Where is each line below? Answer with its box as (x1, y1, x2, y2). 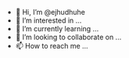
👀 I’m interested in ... (15, 16, 82, 25)
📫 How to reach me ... (15, 42, 88, 50)
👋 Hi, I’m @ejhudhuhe (15, 8, 86, 16)
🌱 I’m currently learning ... (15, 24, 99, 33)
